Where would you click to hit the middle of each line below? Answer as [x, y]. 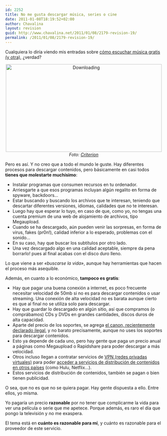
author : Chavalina [24, 24]
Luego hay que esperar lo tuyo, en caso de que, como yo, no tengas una [87, 211]
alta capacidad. [28, 320]
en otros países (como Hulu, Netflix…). [52, 367]
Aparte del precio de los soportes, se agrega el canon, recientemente [84, 325]
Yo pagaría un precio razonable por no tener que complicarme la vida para [82, 403]
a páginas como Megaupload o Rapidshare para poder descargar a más [86, 346]
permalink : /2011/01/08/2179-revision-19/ [50, 38]
